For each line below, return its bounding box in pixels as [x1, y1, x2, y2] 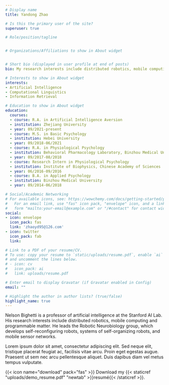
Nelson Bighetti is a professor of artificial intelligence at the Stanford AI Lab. [5, 312, 162, 318]
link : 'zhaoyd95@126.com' [10, 225, 64, 230]
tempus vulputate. [5, 359, 43, 365]
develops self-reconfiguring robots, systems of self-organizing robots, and [5, 328, 160, 334]
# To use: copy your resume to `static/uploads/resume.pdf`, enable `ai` [5, 252, 163, 257]
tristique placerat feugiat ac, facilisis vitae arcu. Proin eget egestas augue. [5, 349, 159, 355]
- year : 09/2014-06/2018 [10, 183, 62, 188]
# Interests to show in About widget [5, 75, 84, 80]
